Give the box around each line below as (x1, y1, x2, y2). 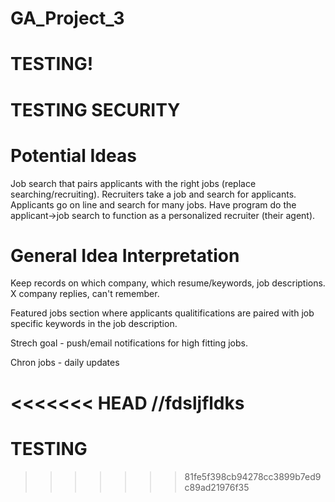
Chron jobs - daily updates (10, 357, 120, 369)
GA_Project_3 (10, 7, 125, 30)
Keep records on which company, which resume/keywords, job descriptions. (10, 277, 326, 289)
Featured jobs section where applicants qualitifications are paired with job (10, 307, 315, 319)
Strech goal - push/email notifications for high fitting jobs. (10, 337, 248, 349)
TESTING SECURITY (10, 98, 181, 121)
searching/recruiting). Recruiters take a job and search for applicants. (10, 188, 297, 200)
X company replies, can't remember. (10, 288, 160, 300)
